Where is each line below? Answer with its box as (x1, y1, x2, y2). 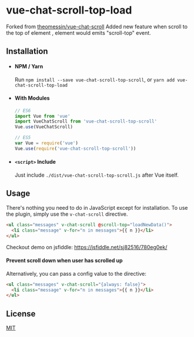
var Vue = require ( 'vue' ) (14, 140, 78, 146)
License (6, 309, 36, 319)
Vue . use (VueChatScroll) (14, 124, 73, 130)
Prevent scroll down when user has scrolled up (6, 257, 123, 264)
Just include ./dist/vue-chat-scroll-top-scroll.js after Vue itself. (14, 171, 179, 179)
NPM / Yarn (14, 62, 44, 70)
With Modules (14, 95, 50, 102)
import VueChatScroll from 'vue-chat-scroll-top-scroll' (14, 118, 158, 124)
